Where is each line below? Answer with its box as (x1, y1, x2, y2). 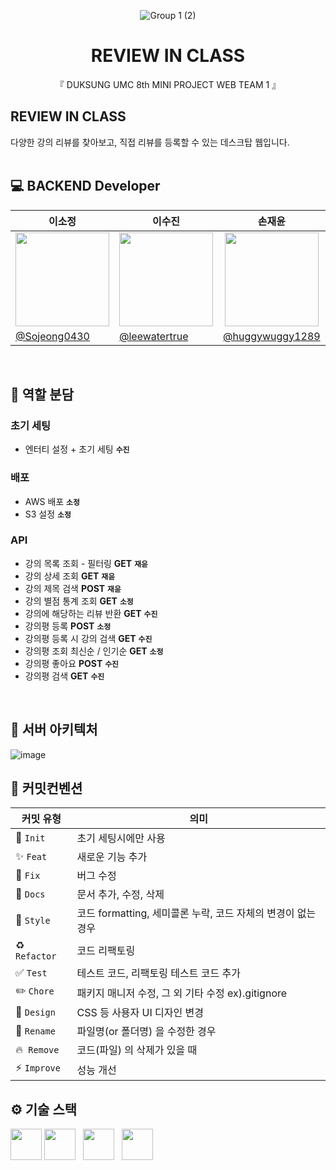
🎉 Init (15, 831, 46, 845)
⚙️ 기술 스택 (10, 1101, 78, 1118)
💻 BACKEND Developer (10, 178, 161, 195)
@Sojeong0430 (15, 329, 90, 343)
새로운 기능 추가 (76, 850, 148, 864)
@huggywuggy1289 (223, 329, 321, 343)
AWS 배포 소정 (24, 495, 80, 507)
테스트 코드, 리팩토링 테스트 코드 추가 (76, 966, 241, 980)
